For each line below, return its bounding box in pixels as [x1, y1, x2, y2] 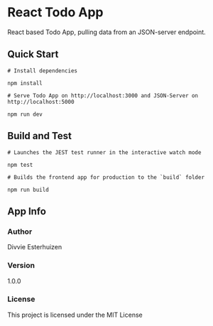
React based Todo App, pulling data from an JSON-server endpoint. [7, 28, 206, 36]
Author [7, 227, 33, 237]
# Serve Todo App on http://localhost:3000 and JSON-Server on [7, 92, 199, 99]
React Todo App [7, 4, 104, 21]
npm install [7, 80, 43, 87]
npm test [7, 161, 33, 168]
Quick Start [7, 48, 59, 60]
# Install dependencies [7, 67, 78, 75]
